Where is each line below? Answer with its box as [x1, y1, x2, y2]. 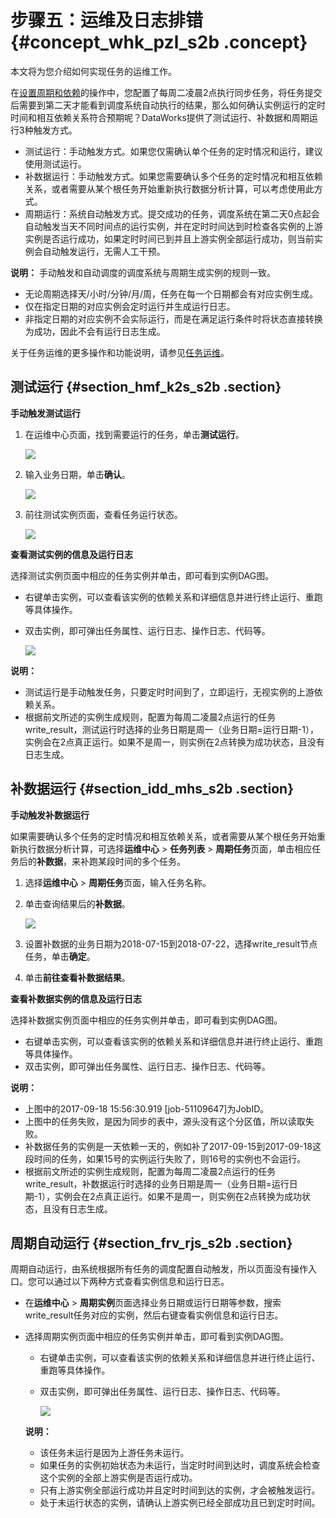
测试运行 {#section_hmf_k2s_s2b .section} [10, 379, 282, 396]
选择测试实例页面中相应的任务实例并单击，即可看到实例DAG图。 [10, 569, 275, 581]
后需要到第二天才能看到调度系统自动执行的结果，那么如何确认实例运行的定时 [10, 99, 326, 111]
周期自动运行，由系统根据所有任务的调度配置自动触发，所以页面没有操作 [10, 1263, 308, 1275]
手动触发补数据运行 [10, 809, 90, 821]
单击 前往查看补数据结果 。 [24, 971, 131, 983]
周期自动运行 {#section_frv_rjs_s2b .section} [10, 1234, 293, 1251]
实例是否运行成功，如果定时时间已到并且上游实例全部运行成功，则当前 [24, 232, 315, 245]
